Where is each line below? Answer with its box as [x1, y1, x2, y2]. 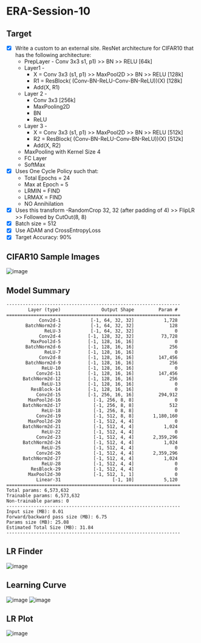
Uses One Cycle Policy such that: [15, 168, 99, 175]
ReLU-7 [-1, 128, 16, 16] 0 [44, 349, 178, 355]
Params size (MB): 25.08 [6, 519, 69, 525]
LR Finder [6, 546, 44, 557]
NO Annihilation [24, 200, 64, 208]
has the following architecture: [15, 52, 92, 59]
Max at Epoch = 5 [24, 181, 69, 188]
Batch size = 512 [15, 220, 56, 227]
